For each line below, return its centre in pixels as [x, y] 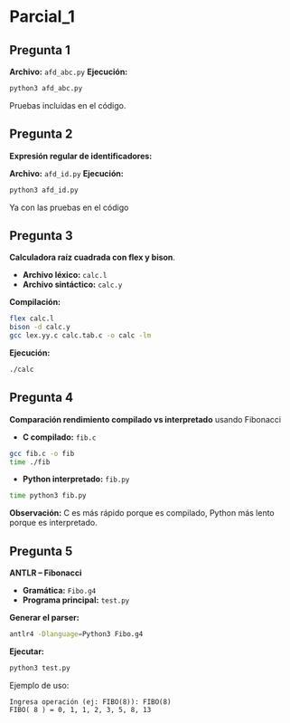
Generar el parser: [44, 618]
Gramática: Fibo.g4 [59, 591]
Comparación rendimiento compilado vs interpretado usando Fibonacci [145, 419]
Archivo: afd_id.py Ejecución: [66, 173]
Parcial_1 [42, 17]
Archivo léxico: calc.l [65, 275]
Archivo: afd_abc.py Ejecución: [69, 71]
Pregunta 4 [42, 398]
